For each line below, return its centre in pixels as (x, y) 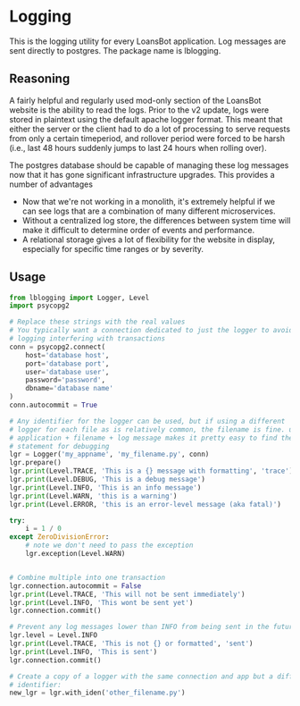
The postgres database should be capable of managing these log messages (149, 165)
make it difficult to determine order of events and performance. (138, 230)
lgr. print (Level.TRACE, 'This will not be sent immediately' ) (127, 594)
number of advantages (51, 184)
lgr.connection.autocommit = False (75, 586)
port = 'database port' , (67, 364)
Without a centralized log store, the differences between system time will (156, 220)
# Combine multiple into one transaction (87, 577)
